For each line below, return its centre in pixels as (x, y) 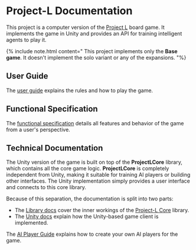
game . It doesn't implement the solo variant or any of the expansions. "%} (96, 57)
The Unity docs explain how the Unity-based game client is (86, 216)
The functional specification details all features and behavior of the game (95, 123)
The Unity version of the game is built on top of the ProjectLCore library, (94, 162)
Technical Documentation (55, 148)
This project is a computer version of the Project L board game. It (86, 27)
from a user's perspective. (38, 129)
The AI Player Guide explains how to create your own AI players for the (92, 234)
